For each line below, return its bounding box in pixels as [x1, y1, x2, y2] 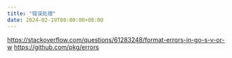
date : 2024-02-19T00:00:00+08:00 [7, 17, 104, 23]
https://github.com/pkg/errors [13, 43, 99, 51]
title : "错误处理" [7, 10, 57, 17]
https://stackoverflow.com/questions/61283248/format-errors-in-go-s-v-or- [7, 35, 225, 43]
